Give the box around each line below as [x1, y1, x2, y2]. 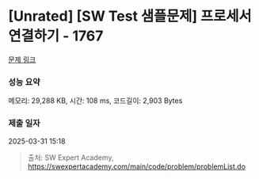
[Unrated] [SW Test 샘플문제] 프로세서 [8, 7, 252, 25]
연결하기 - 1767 [8, 27, 104, 45]
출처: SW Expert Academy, [27, 152, 114, 162]
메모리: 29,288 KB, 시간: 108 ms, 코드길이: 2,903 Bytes [8, 96, 183, 105]
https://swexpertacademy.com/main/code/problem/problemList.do [27, 162, 246, 171]
